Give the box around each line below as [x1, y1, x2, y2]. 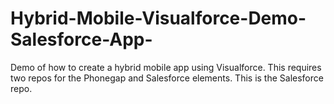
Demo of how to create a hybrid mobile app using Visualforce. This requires [10, 61, 322, 73]
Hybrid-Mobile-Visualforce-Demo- [10, 7, 307, 30]
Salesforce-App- [10, 28, 153, 51]
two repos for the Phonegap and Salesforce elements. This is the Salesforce [10, 72, 324, 84]
